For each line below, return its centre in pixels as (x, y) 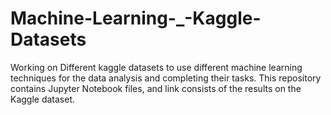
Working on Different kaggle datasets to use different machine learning (156, 67)
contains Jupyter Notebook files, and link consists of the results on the (156, 88)
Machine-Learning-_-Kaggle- (136, 18)
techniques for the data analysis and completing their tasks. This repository (166, 78)
